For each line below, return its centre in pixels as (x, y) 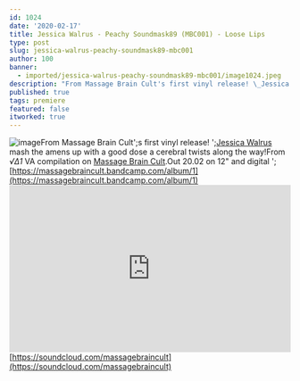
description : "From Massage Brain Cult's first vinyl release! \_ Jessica (150, 84)
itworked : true (37, 117)
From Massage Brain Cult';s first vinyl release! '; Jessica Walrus (156, 143)
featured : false (39, 109)
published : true (39, 92)
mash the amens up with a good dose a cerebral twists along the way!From (147, 152)
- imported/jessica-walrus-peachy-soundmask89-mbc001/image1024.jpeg (149, 76)
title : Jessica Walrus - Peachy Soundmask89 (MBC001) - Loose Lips (137, 34)
